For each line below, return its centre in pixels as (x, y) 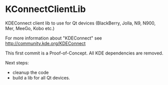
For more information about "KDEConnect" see (54, 38)
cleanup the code (31, 72)
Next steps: (17, 62)
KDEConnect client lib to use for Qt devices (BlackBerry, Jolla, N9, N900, (80, 23)
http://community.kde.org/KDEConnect (46, 43)
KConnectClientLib (46, 9)
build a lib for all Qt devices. (41, 77)
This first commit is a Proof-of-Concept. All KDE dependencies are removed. (84, 53)
